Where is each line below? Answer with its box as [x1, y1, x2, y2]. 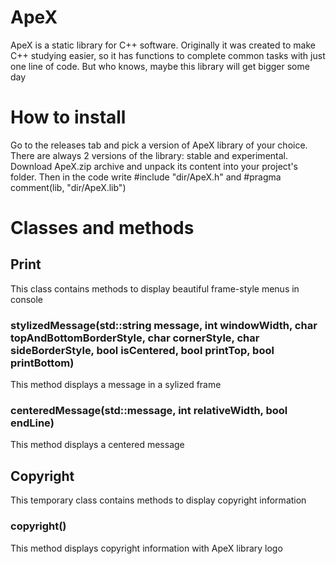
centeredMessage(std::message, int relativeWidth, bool [10, 404, 288, 418]
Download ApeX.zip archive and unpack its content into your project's [10, 160, 298, 172]
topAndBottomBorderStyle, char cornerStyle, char [10, 331, 260, 345]
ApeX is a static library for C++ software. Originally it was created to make [10, 39, 316, 51]
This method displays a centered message [10, 439, 185, 451]
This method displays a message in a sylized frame [10, 379, 222, 391]
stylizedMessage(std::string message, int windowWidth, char [10, 318, 318, 332]
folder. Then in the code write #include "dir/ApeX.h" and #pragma [10, 171, 282, 183]
